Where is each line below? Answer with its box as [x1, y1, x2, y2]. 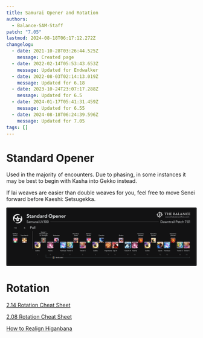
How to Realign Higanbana [6, 325, 72, 332]
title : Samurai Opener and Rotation [6, 10, 98, 16]
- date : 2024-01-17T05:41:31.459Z [11, 99, 98, 105]
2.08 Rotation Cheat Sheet [6, 313, 72, 320]
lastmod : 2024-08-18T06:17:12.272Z [6, 35, 96, 42]
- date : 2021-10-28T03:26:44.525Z [11, 48, 98, 54]
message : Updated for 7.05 [17, 118, 85, 124]
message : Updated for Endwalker [17, 67, 98, 73]
